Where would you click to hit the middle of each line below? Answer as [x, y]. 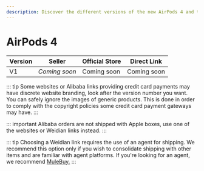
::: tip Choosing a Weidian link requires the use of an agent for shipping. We [101, 142]
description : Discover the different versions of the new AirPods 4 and [100, 12]
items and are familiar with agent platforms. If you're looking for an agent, [98, 155]
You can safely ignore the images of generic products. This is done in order [101, 99]
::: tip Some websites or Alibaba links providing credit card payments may [98, 86]
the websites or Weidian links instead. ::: [57, 130]
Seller [57, 61]
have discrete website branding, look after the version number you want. [97, 93]
